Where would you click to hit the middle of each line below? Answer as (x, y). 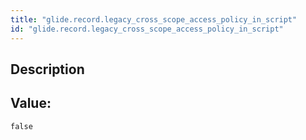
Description (47, 69)
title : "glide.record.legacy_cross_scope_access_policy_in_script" (154, 19)
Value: (31, 103)
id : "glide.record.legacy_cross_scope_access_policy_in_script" (147, 29)
